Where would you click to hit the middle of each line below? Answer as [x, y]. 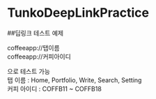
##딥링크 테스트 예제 [36, 33]
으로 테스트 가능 [29, 71]
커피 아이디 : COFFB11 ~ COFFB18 [55, 89]
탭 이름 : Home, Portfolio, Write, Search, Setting [75, 80]
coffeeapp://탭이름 [34, 47]
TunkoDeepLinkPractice [78, 13]
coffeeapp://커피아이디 [39, 56]
